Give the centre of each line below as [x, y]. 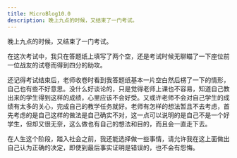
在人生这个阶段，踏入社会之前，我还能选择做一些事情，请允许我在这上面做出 [119, 138]
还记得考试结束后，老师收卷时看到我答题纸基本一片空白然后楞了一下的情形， [119, 80]
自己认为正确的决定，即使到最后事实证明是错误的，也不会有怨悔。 [103, 147]
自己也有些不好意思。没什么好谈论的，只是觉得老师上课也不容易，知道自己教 [119, 88]
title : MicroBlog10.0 [39, 14]
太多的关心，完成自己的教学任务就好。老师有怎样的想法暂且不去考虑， [121, 106]
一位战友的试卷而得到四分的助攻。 [57, 65]
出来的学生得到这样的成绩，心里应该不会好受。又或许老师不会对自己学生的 [115, 97]
